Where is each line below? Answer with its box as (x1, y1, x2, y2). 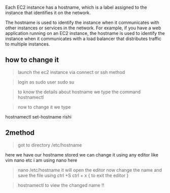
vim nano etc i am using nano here (5, 157, 78, 163)
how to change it (5, 56, 59, 64)
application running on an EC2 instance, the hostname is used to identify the (5, 30, 165, 36)
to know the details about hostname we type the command (17, 89, 141, 95)
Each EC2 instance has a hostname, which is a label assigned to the (5, 5, 147, 10)
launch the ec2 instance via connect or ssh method (17, 69, 125, 75)
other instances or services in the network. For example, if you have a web (5, 25, 161, 31)
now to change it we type (17, 104, 71, 110)
